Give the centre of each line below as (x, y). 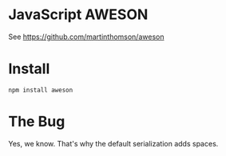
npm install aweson (41, 90)
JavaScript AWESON (78, 15)
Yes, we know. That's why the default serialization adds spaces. (113, 143)
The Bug (37, 122)
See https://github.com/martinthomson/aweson (86, 37)
